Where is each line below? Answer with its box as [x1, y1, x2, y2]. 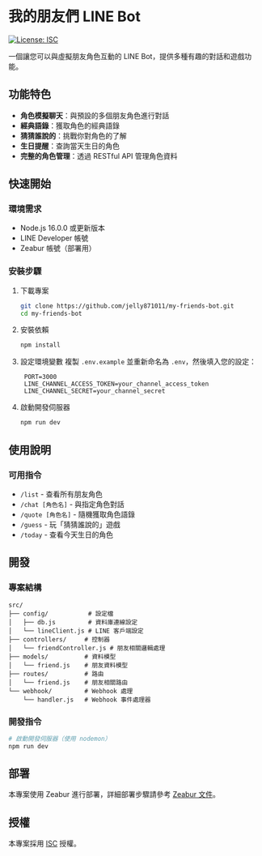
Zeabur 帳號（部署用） [19, 244, 96, 253]
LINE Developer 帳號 [19, 233, 89, 243]
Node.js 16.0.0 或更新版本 [19, 224, 105, 233]
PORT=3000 [23, 373, 57, 381]
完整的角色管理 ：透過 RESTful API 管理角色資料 [19, 151, 178, 160]
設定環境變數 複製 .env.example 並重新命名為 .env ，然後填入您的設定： [19, 357, 257, 367]
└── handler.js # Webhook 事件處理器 [23, 696, 151, 704]
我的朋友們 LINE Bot [8, 7, 142, 26]
